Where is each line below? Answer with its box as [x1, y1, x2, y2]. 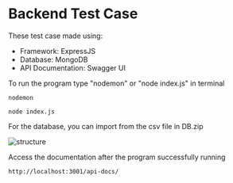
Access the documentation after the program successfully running [8, 152, 226, 162]
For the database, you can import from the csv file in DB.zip [8, 121, 204, 131]
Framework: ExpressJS [19, 46, 96, 55]
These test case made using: [8, 31, 103, 40]
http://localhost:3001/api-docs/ [8, 167, 119, 175]
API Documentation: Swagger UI [19, 63, 126, 72]
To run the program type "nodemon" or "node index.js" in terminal [8, 78, 225, 88]
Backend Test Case [8, 5, 138, 23]
